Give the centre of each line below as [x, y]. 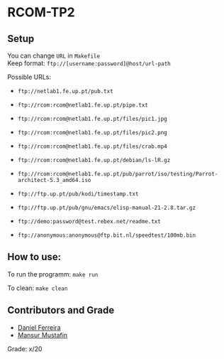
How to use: [34, 257]
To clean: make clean [38, 288]
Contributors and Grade [61, 310]
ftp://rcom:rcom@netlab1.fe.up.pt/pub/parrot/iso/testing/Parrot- [118, 174]
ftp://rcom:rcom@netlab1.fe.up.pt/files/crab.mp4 [93, 146]
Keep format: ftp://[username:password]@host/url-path [89, 63]
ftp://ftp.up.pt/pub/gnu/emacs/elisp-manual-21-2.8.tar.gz [107, 208]
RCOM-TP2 [41, 12]
